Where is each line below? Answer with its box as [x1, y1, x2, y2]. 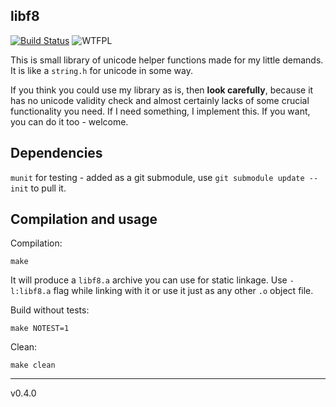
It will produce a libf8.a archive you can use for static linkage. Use [10, 274, 288, 286]
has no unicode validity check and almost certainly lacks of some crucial [10, 94, 310, 106]
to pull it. [30, 182, 67, 194]
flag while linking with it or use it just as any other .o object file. [53, 285, 314, 297]
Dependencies [10, 145, 103, 162]
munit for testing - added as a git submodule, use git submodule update [10, 171, 305, 183]
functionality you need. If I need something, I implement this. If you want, [10, 105, 311, 117]
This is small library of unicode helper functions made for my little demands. [10, 54, 324, 66]
